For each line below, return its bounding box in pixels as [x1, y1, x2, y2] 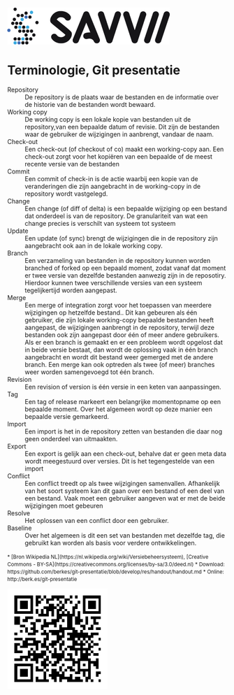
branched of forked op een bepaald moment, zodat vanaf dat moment [24, 264, 226, 272]
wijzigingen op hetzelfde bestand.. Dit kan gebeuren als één [24, 308, 198, 317]
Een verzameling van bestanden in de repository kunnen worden [24, 256, 211, 264]
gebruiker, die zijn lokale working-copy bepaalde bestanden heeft [24, 315, 214, 324]
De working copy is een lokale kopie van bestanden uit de [24, 115, 191, 123]
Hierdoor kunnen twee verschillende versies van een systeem [24, 278, 203, 287]
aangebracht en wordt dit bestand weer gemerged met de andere [24, 352, 214, 361]
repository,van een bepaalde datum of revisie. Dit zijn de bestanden [24, 122, 220, 131]
